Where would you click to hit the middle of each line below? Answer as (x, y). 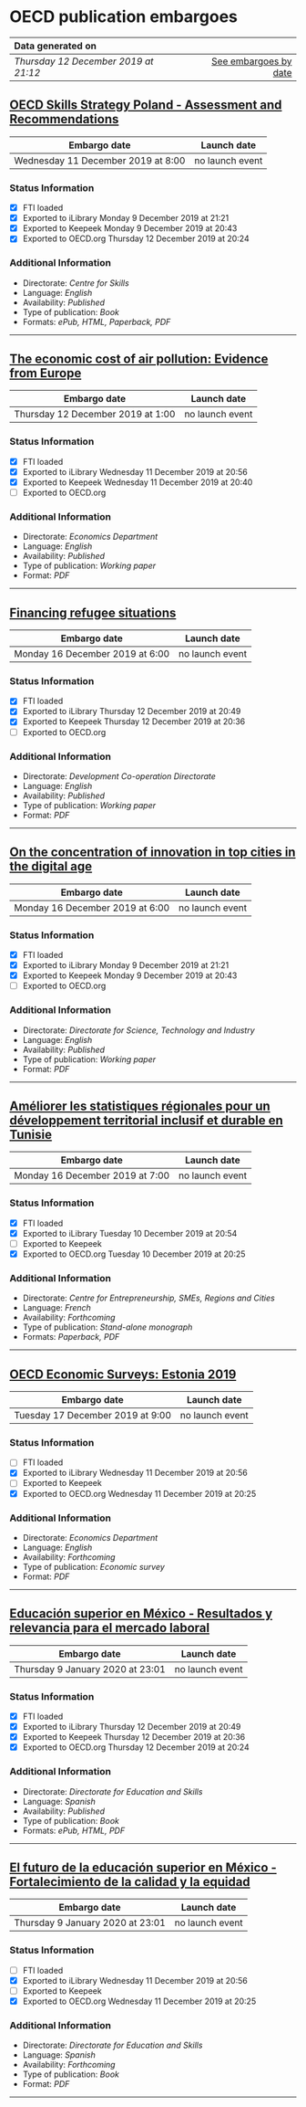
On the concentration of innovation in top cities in (153, 853)
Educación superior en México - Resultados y (141, 1614)
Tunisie (31, 1134)
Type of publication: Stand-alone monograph (107, 1327)
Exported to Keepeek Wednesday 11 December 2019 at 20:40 (138, 482)
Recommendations (64, 119)
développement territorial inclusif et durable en (147, 1120)
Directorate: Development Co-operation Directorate (119, 776)
